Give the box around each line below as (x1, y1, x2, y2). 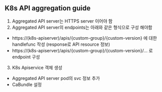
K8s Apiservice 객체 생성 (12, 64, 62, 70)
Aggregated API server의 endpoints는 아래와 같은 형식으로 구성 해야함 (12, 24, 152, 30)
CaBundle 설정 (12, 81, 42, 87)
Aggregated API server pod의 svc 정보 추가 (12, 75, 100, 81)
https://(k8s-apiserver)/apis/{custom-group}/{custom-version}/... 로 (12, 47, 153, 53)
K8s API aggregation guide (5, 4, 91, 13)
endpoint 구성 (12, 54, 40, 60)
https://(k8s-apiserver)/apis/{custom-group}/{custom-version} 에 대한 (12, 35, 157, 41)
